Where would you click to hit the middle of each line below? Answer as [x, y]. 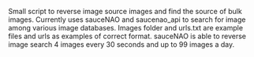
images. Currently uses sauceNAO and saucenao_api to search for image [127, 20]
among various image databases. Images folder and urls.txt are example [125, 28]
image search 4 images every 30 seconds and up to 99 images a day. [121, 45]
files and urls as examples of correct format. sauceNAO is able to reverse [127, 36]
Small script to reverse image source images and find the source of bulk [125, 11]
